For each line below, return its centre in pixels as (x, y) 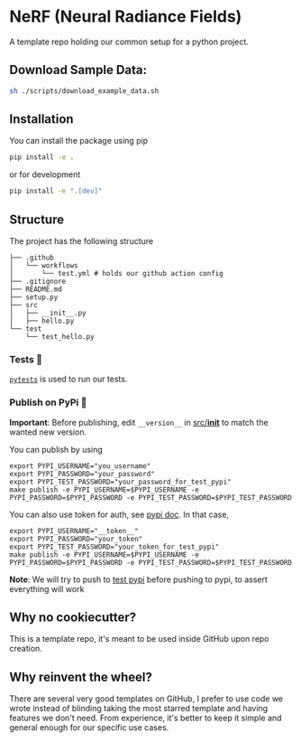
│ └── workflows (44, 266)
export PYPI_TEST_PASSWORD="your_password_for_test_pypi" (120, 482)
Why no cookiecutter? (73, 617)
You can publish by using (56, 449)
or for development (45, 174)
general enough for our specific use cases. (89, 728)
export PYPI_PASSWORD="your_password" (82, 474)
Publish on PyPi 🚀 (48, 402)
